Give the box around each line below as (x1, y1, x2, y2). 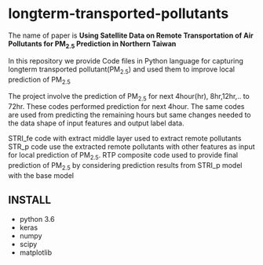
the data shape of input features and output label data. (8, 118, 184, 128)
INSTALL (8, 194, 52, 207)
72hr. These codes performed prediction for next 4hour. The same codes (8, 102, 245, 111)
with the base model (8, 170, 75, 180)
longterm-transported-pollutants (8, 5, 229, 23)
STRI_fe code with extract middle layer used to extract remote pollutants (8, 134, 242, 143)
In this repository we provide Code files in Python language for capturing (8, 56, 243, 65)
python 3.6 (19, 214, 55, 223)
